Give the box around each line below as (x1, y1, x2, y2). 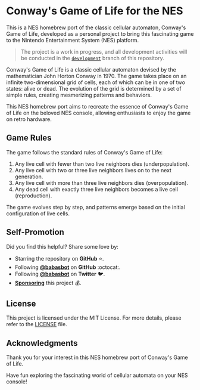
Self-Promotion (6, 227, 64, 237)
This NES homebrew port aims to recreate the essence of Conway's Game (6, 103, 189, 110)
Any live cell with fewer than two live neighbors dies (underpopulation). (14, 160, 189, 168)
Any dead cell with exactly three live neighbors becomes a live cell (14, 185, 179, 193)
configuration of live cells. (6, 210, 70, 217)
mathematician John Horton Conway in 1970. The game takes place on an (6, 72, 187, 79)
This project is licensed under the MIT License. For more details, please (6, 314, 182, 321)
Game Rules (6, 133, 52, 143)
